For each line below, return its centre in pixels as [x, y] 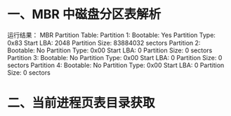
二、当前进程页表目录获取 [81, 103]
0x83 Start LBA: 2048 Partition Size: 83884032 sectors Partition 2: [104, 43]
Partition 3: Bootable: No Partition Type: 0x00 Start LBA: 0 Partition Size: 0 [115, 57]
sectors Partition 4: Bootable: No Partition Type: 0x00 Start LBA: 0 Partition [116, 65]
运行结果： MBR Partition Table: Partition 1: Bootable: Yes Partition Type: [112, 35]
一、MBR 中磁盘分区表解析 [84, 14]
